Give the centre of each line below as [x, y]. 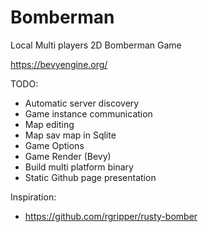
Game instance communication [88, 113]
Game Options [54, 145]
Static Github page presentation [90, 177]
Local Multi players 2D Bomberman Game [96, 45]
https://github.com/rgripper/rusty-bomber [111, 216]
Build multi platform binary [79, 167]
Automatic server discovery [82, 103]
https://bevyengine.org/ [59, 64]
